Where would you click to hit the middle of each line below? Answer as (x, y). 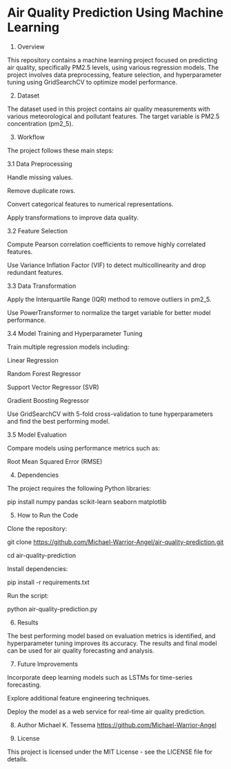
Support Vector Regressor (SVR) (53, 387)
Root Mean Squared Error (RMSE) (55, 461)
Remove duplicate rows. (41, 190)
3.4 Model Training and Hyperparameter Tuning (75, 333)
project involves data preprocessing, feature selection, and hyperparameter (114, 75)
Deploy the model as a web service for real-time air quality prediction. (106, 712)
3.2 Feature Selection (38, 230)
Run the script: (28, 595)
